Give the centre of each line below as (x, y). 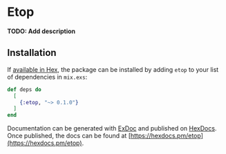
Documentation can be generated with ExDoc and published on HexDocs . (112, 128)
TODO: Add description (41, 31)
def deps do (24, 89)
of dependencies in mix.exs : (47, 77)
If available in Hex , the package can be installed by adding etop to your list (113, 69)
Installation (32, 53)
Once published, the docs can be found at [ (69, 136)
